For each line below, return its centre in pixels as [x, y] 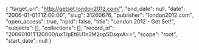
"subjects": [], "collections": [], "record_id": [60, 28]
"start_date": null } [29, 41]
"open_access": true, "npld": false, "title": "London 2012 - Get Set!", [90, 21]
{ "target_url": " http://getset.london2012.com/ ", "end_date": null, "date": [96, 9]
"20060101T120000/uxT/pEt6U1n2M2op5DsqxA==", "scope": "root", [92, 34]
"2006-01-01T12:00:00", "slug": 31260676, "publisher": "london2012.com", [100, 15]
